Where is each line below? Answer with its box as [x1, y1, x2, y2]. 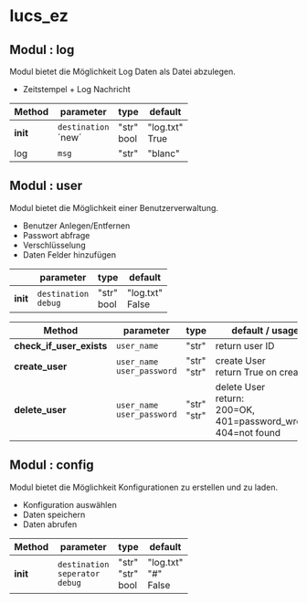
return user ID [215, 339, 275, 352]
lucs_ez [9, 5, 69, 26]
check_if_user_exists [14, 339, 108, 352]
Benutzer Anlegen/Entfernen [22, 220, 131, 231]
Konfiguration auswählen [22, 499, 117, 510]
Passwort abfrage [22, 229, 90, 240]
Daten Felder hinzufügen [22, 249, 117, 260]
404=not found [215, 426, 281, 439]
